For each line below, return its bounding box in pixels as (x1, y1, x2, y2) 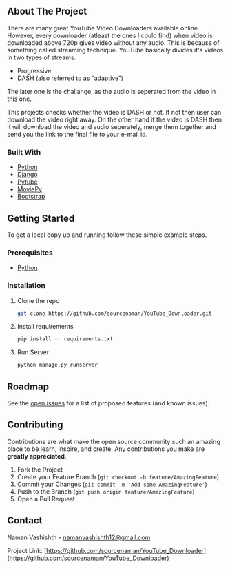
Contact (7, 514, 43, 527)
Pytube (17, 177, 38, 186)
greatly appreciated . (7, 452, 67, 460)
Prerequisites (7, 248, 53, 258)
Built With (7, 147, 41, 157)
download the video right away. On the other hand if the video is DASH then (7, 115, 222, 124)
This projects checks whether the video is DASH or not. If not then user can (7, 108, 222, 116)
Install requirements (17, 322, 74, 331)
